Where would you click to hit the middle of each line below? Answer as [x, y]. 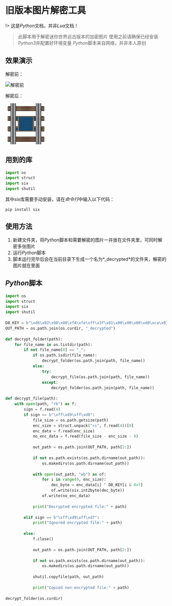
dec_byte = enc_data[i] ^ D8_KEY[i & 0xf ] [97, 485]
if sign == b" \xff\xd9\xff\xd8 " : [59, 415]
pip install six [23, 210]
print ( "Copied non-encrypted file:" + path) [81, 588]
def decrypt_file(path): [32, 399]
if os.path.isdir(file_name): [65, 356]
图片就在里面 [26, 265]
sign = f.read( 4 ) [42, 410]
